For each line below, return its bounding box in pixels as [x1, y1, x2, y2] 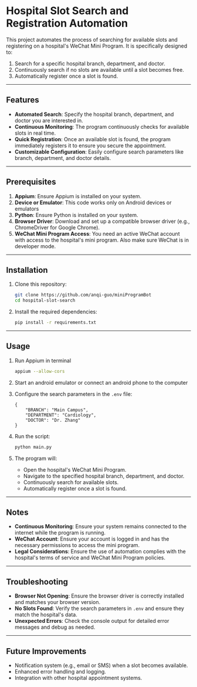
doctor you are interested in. [14, 116, 83, 124]
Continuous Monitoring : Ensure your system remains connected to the [14, 523, 186, 530]
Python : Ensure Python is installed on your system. [14, 211, 139, 218]
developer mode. [14, 242, 56, 249]
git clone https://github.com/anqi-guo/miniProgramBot [14, 292, 152, 298]
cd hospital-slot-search [14, 298, 76, 304]
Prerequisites [6, 177, 56, 187]
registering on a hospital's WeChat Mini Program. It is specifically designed [6, 42, 188, 49]
